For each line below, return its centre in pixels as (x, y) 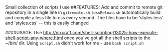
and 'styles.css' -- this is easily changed (47, 23)
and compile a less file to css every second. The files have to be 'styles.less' (84, 18)
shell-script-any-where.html (34, 38)
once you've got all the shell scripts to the (107, 38)
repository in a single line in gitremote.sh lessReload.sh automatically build (83, 12)
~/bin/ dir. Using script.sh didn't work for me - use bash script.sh (74, 43)
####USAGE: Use (24, 32)
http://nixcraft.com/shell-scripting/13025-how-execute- (101, 32)
